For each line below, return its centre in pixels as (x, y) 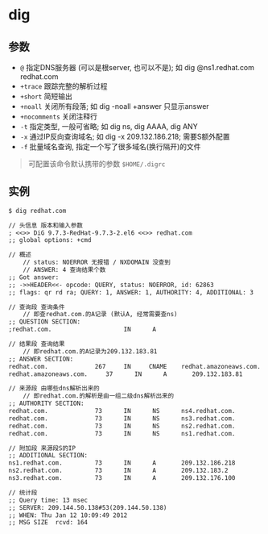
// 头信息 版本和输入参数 (45, 225)
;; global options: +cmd (50, 240)
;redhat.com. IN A (82, 330)
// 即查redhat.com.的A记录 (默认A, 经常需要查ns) (100, 315)
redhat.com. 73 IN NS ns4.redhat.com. (122, 411)
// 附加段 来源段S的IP (42, 448)
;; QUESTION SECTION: (45, 322)
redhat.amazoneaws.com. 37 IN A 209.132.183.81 (126, 374)
